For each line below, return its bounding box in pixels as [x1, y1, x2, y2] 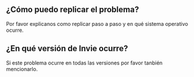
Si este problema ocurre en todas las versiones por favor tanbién [6, 59, 163, 66]
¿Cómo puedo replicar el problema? [6, 5, 139, 15]
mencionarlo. [6, 65, 38, 72]
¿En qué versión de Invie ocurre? [6, 43, 128, 53]
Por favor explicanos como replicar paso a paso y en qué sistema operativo [6, 20, 189, 27]
